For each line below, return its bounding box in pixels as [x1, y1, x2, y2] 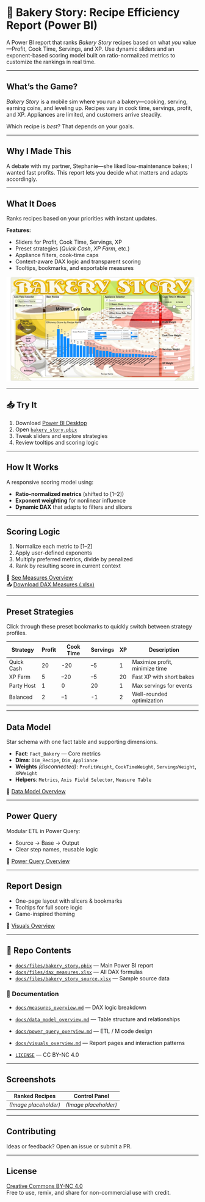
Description [148, 646, 179, 654]
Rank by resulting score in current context [15, 562, 121, 570]
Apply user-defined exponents [15, 549, 93, 556]
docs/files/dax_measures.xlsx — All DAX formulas [15, 968, 143, 975]
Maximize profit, [132, 658, 173, 666]
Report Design [6, 881, 62, 891]
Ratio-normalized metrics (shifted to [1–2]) [15, 490, 124, 497]
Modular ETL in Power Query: [6, 827, 81, 834]
